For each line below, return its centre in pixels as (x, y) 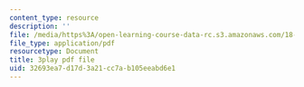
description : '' (40, 26)
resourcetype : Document (54, 52)
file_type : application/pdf (62, 43)
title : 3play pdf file (52, 60)
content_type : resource (54, 18)
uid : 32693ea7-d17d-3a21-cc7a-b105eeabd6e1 (93, 69)
